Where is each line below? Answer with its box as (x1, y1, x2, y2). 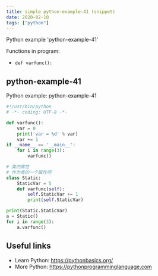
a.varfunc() (17, 224, 46, 230)
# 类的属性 (6, 164, 30, 170)
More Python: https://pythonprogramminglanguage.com (14, 263, 153, 270)
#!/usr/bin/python (6, 103, 52, 110)
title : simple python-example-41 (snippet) (6, 8, 116, 15)
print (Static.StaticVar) (6, 208, 68, 214)
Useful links (6, 241, 52, 251)
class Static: (6, 175, 42, 181)
